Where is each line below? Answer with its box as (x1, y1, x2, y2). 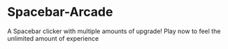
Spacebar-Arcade (7, 4, 113, 20)
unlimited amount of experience (7, 34, 99, 42)
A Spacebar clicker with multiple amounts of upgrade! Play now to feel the (7, 27, 221, 35)
